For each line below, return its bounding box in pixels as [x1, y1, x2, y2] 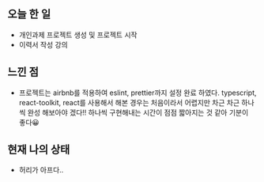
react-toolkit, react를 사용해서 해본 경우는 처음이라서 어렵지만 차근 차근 [18, 97, 240, 107]
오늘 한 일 [7, 7, 51, 21]
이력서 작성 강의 [18, 40, 68, 49]
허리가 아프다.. [18, 165, 64, 175]
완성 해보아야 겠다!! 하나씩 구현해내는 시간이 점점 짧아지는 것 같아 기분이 [27, 108, 249, 117]
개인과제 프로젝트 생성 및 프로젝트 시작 [18, 30, 138, 40]
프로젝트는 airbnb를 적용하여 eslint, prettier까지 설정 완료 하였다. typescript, [18, 88, 258, 97]
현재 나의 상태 [7, 143, 70, 157]
